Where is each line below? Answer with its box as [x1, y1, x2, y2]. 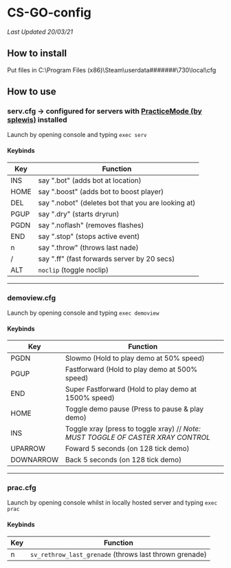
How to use [7, 86, 56, 98]
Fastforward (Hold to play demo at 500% [65, 365, 198, 375]
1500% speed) [65, 393, 115, 403]
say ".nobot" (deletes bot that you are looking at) [38, 198, 196, 207]
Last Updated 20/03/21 [7, 28, 74, 36]
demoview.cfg [7, 293, 56, 302]
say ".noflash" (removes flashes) [38, 220, 144, 230]
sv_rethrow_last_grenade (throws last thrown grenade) [30, 549, 208, 559]
